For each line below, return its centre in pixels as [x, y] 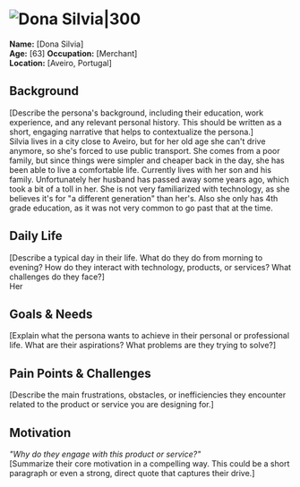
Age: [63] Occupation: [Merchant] [73, 53]
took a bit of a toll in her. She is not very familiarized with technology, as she [150, 189]
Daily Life [36, 236]
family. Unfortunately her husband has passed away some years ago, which [149, 179]
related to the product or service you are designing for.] [112, 405]
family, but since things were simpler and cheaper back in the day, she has [147, 160]
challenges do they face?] [57, 277]
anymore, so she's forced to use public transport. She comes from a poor [145, 150]
